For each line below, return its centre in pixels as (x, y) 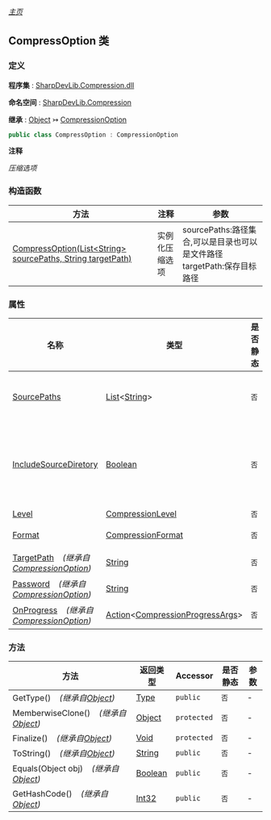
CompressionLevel (142, 513)
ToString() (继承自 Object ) (64, 754)
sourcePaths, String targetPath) (72, 258)
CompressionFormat (145, 534)
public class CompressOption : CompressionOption (94, 135)
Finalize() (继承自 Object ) (63, 738)
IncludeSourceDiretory (55, 464)
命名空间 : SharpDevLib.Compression (70, 102)
